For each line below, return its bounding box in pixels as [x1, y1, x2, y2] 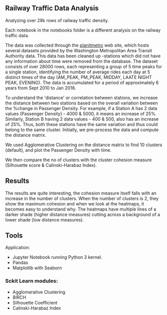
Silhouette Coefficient [12, 299, 58, 305]
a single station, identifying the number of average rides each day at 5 [5, 69, 150, 75]
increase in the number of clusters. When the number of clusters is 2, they [5, 195, 159, 201]
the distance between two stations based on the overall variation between [5, 100, 158, 106]
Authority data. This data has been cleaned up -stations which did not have [5, 53, 161, 59]
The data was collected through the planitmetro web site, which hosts [5, 42, 149, 48]
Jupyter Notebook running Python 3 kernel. [12, 254, 102, 260]
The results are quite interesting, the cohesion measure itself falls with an [5, 190, 157, 196]
